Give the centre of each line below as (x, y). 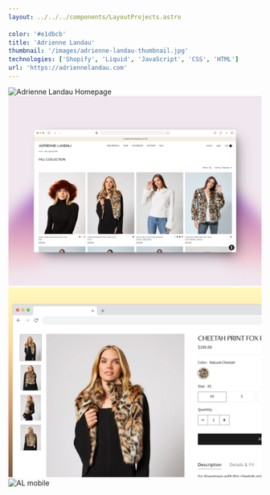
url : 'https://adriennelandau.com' (68, 68)
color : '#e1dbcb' (37, 34)
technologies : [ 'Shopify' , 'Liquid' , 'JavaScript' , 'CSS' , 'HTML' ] (124, 59)
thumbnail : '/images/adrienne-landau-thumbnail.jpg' (98, 51)
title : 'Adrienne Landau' (51, 43)
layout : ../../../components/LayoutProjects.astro (95, 17)
